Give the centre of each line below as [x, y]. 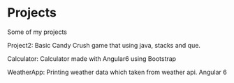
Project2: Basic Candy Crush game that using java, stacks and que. [104, 45]
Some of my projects [37, 32]
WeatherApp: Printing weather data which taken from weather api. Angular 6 [117, 72]
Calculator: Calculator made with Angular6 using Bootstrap [92, 58]
